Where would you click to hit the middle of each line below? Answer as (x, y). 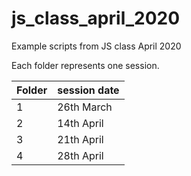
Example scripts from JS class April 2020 (96, 46)
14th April (80, 123)
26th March (85, 107)
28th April (80, 155)
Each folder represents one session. (85, 65)
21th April (80, 139)
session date (88, 90)
